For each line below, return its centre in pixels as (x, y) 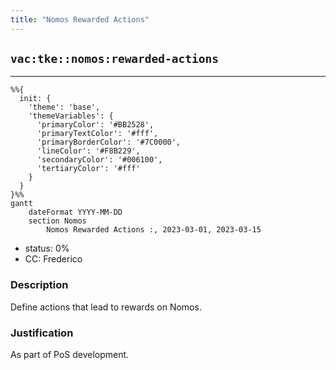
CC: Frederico (53, 259)
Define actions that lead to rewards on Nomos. (106, 307)
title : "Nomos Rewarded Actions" (80, 19)
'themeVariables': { (71, 116)
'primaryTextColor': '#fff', (97, 134)
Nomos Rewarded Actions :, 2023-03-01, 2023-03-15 (154, 230)
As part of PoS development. (70, 355)
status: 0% (47, 248)
